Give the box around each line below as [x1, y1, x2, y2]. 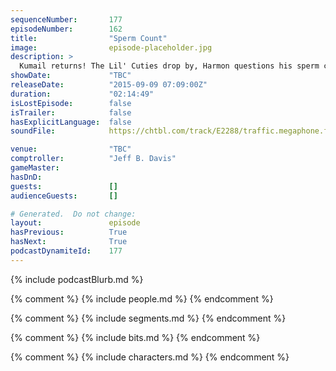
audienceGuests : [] [10, 191, 118, 201]
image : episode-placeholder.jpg [10, 42, 213, 53]
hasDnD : [10, 172, 43, 182]
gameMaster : [10, 163, 60, 173]
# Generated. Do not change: [10, 209, 137, 219]
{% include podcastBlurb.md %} [10, 273, 144, 285]
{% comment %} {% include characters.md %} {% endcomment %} [10, 351, 290, 363]
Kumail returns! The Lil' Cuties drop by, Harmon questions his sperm [19, 61, 320, 71]
